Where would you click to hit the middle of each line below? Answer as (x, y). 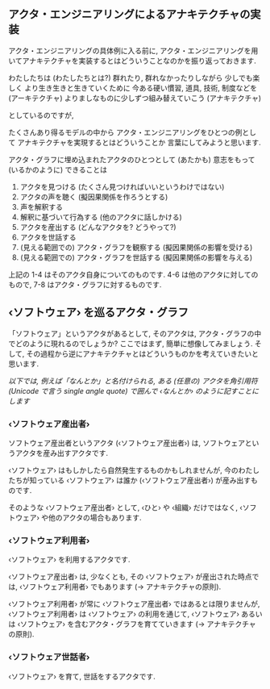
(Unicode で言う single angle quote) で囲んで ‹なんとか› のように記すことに (134, 390)
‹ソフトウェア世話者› (49, 658)
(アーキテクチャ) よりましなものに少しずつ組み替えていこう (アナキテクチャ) (135, 98)
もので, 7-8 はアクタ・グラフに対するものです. (85, 284)
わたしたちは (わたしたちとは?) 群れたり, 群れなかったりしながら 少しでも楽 (134, 77)
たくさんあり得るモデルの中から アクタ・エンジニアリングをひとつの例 (125, 132)
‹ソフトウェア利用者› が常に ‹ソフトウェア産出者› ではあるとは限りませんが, (134, 604)
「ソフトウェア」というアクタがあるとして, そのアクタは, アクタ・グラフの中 (135, 333)
